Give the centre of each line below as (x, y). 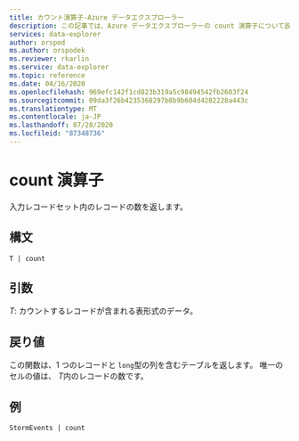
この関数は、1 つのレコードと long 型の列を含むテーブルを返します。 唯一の (146, 365)
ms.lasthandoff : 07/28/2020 (61, 126)
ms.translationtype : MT (53, 109)
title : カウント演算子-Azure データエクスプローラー (97, 17)
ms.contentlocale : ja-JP (55, 117)
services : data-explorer (55, 34)
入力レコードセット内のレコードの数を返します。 (99, 207)
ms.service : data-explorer (59, 68)
